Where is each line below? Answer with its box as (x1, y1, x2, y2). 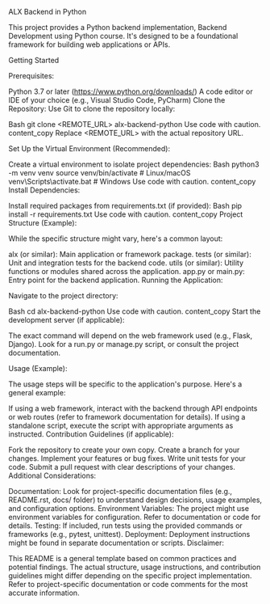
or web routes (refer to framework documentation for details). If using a (8, 412, 246, 421)
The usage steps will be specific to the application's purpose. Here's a (8, 379, 243, 389)
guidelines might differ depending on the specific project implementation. (8, 571, 252, 581)
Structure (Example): (8, 218, 77, 227)
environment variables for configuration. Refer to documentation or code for (8, 513, 261, 522)
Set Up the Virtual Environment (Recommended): (8, 144, 171, 153)
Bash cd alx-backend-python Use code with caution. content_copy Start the (8, 306, 261, 316)
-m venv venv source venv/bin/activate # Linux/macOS (8, 168, 191, 177)
